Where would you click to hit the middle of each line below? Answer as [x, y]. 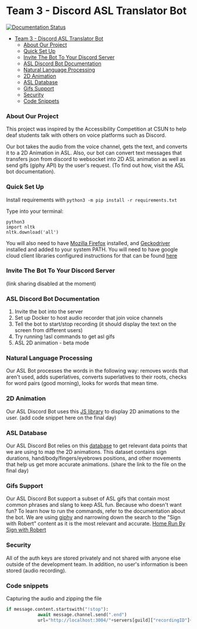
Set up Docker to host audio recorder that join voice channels [89, 318]
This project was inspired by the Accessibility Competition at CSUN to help [96, 129]
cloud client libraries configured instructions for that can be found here [92, 255]
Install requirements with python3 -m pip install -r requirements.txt [92, 200]
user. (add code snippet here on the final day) [61, 417]
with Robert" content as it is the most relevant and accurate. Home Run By [96, 524]
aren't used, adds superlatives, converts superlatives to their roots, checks [96, 377]
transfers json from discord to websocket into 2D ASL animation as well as [96, 159]
